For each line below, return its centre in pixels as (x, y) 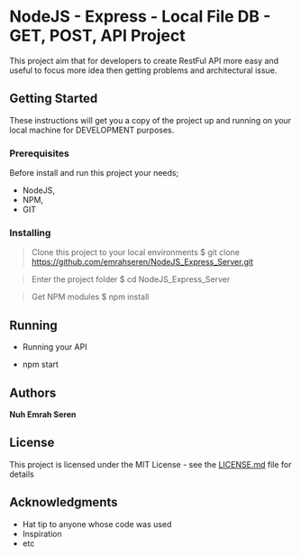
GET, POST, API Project (98, 36)
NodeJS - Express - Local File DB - (140, 17)
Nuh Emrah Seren (43, 414)
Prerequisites (39, 153)
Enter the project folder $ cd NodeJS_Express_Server (131, 279)
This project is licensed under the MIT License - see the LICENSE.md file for (150, 464)
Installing (30, 232)
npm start (40, 365)
